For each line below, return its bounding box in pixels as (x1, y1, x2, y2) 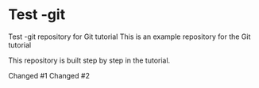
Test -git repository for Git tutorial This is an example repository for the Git (8, 32, 251, 41)
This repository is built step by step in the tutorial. (8, 55, 171, 65)
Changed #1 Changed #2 (8, 71, 90, 80)
